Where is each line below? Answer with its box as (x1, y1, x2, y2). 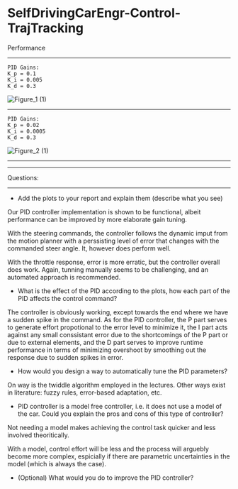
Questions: (7, 173, 39, 182)
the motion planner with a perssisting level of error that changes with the (7, 236, 220, 245)
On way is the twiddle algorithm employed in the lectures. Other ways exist (7, 380, 226, 389)
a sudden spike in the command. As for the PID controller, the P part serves (7, 315, 227, 324)
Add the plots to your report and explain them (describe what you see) (17, 194, 223, 202)
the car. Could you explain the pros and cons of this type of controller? (17, 410, 225, 418)
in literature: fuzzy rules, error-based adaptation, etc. (7, 388, 162, 397)
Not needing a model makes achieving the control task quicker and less (7, 423, 216, 432)
